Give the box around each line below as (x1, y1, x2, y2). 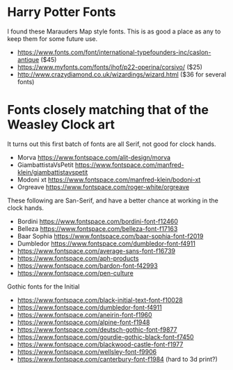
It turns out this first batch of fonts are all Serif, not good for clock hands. (7, 140, 217, 148)
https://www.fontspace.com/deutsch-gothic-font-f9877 (17, 325, 177, 334)
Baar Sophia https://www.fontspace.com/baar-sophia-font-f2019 (17, 232, 204, 240)
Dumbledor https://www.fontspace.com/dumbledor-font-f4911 (17, 239, 196, 248)
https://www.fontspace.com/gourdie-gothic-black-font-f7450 (17, 332, 194, 341)
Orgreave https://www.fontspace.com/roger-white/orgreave (17, 182, 190, 191)
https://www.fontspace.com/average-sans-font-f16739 (17, 246, 176, 255)
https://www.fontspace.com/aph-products (17, 254, 139, 262)
